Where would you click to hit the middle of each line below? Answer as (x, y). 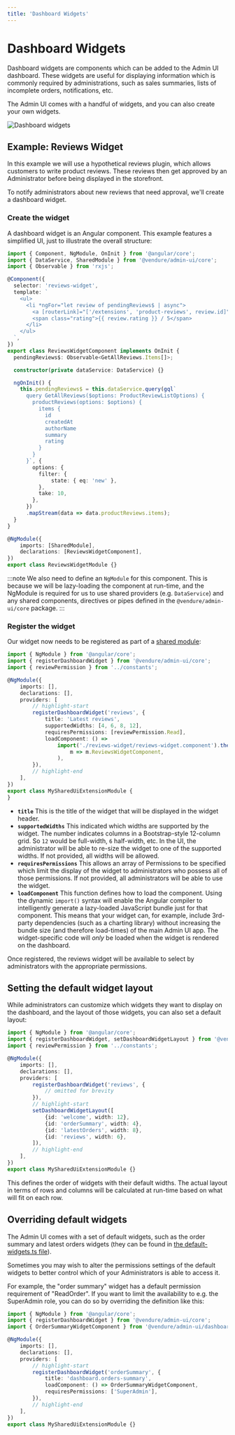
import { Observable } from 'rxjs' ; (60, 267)
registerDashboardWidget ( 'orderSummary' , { (97, 1372)
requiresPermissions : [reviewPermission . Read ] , (115, 732)
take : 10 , (53, 494)
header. (28, 818)
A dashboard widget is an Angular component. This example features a (109, 233)
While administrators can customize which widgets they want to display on (115, 1005)
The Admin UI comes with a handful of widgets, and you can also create (111, 104)
